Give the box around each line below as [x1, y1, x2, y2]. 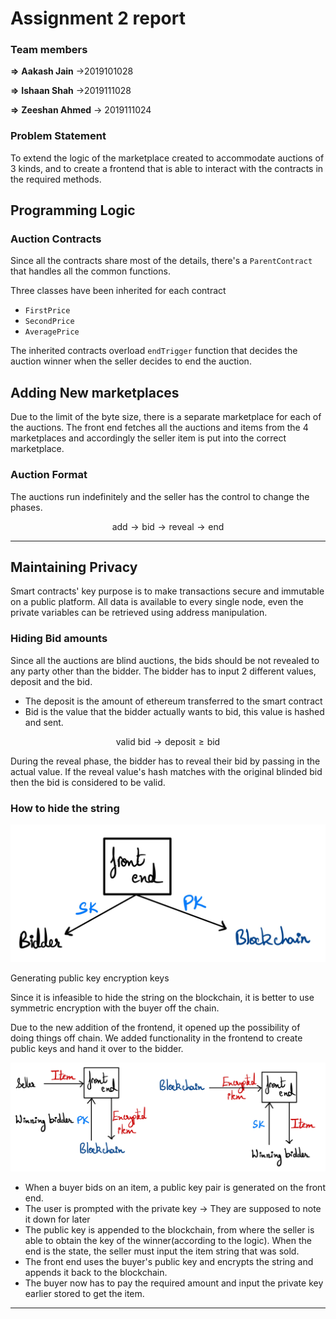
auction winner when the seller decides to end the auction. [10, 355, 252, 367]
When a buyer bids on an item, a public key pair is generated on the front [24, 1182, 326, 1194]
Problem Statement [10, 129, 107, 143]
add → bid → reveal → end [111, 520, 225, 532]
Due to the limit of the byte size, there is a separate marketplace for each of [10, 411, 322, 423]
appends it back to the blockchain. [24, 1267, 168, 1279]
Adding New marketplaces [10, 384, 180, 401]
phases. [10, 501, 43, 513]
